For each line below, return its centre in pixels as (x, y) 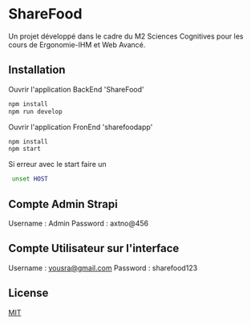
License (28, 293)
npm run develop (35, 112)
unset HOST (30, 179)
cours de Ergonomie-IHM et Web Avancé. (77, 44)
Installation (37, 70)
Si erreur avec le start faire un (57, 165)
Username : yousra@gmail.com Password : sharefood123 (103, 268)
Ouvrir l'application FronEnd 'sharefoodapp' (81, 127)
